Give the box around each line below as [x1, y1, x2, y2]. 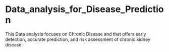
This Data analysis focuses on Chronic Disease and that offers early [5, 31, 146, 37]
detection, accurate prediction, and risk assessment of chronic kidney [5, 36, 150, 42]
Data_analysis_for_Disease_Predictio [5, 4, 164, 15]
